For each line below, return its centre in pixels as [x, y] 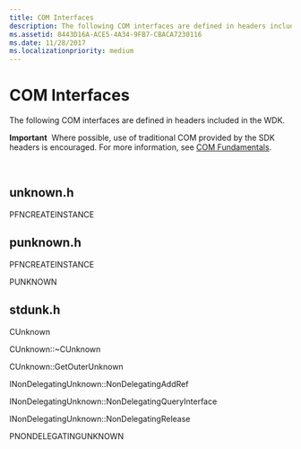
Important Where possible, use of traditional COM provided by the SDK [142, 138]
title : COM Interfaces [52, 18]
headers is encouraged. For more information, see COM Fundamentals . [141, 147]
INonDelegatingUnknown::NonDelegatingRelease [100, 418]
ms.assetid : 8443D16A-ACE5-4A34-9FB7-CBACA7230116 [106, 34]
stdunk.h [35, 310]
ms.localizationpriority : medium [72, 51]
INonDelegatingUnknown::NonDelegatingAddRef [99, 383]
